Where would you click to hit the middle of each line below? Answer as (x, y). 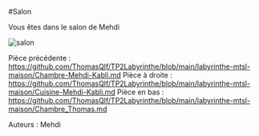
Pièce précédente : (40, 58)
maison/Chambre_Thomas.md (58, 109)
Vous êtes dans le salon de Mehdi (64, 27)
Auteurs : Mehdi (35, 124)
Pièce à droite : (148, 75)
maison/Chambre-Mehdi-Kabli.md (65, 75)
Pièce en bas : (141, 92)
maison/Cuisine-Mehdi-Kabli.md (62, 92)
